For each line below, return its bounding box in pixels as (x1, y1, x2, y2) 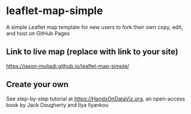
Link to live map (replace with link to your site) (6, 47, 179, 57)
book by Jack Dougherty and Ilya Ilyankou (6, 101, 109, 108)
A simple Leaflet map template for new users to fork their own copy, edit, (6, 24, 183, 31)
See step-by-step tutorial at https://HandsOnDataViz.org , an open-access (6, 95, 186, 102)
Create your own (6, 79, 69, 89)
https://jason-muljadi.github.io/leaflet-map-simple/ (6, 62, 130, 69)
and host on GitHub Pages (6, 29, 70, 36)
